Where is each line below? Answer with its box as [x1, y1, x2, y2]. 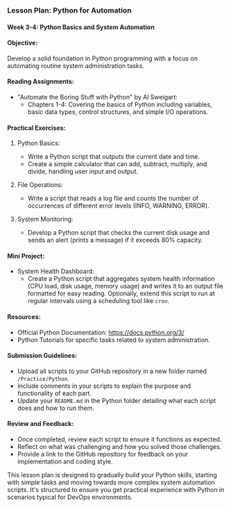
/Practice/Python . [17, 374, 69, 382]
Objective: [7, 39, 38, 47]
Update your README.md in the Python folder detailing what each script [17, 396, 216, 404]
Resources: [7, 312, 41, 321]
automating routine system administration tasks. [7, 61, 144, 69]
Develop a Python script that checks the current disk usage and [27, 229, 210, 237]
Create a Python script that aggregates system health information [27, 275, 215, 283]
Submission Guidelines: [7, 352, 78, 360]
